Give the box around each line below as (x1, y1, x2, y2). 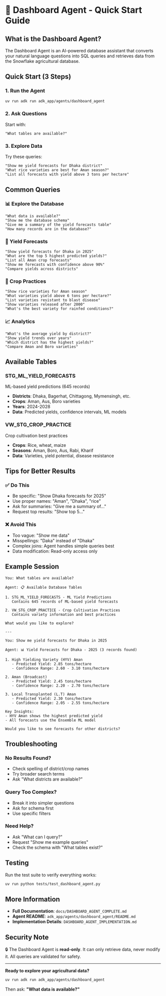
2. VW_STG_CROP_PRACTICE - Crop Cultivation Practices (5, 607, 121, 612)
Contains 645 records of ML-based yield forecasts (11, 599, 119, 604)
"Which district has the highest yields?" (5, 340, 94, 345)
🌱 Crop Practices (5, 278, 46, 285)
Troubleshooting (5, 739, 58, 748)
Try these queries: (5, 154, 42, 160)
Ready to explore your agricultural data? (5, 968, 90, 974)
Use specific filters (12, 810, 51, 816)
